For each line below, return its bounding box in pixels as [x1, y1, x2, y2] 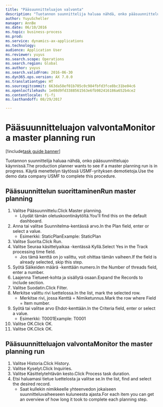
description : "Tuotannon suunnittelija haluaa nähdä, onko [5, 12, 127, 16]
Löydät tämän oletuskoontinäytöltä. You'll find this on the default [19, 212, 147, 218]
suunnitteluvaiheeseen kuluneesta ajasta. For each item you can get [19, 391, 154, 397]
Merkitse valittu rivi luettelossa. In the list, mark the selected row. [12, 290, 141, 296]
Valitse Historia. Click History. [12, 360, 70, 366]
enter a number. [12, 269, 44, 275]
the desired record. [12, 381, 51, 387]
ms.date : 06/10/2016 [5, 25, 47, 30]
